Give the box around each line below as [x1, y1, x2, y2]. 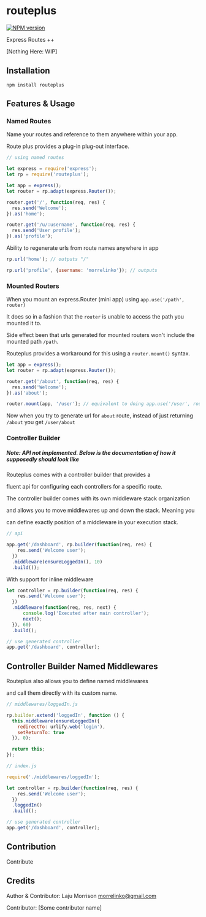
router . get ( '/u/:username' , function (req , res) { [6, 222, 136, 228]
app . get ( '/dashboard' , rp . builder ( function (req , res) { [6, 541, 152, 548]
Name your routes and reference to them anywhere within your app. [6, 131, 178, 138]
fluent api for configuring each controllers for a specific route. [6, 483, 162, 490]
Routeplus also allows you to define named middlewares [6, 678, 148, 685]
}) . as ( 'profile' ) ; [6, 233, 53, 239]
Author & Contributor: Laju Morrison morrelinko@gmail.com [6, 892, 157, 899]
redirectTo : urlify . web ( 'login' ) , [17, 724, 105, 730]
